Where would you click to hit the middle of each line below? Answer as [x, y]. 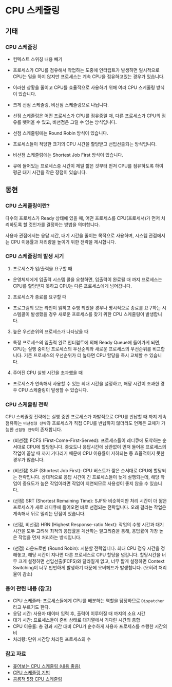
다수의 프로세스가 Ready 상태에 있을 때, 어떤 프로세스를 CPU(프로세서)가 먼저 [83, 218]
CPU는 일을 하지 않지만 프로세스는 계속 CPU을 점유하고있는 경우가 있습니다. [89, 76]
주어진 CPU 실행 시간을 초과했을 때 [48, 373]
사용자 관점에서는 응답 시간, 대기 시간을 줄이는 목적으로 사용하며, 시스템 [77, 235]
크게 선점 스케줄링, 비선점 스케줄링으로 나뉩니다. [61, 105]
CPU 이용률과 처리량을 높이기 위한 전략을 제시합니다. [63, 242]
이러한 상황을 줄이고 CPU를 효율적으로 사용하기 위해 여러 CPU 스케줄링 [84, 87]
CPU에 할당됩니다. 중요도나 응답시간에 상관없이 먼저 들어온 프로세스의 [97, 447]
